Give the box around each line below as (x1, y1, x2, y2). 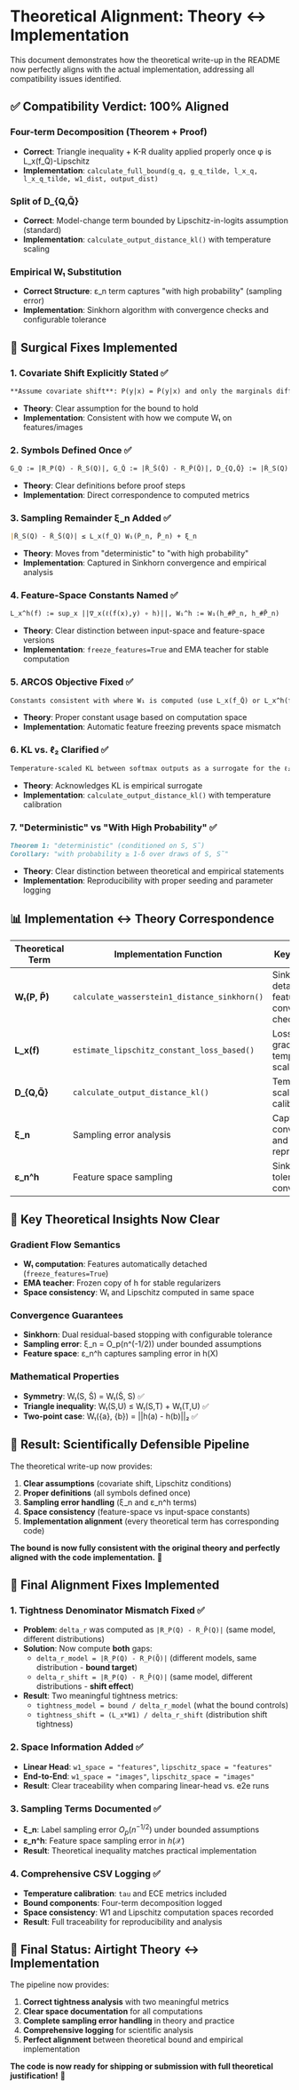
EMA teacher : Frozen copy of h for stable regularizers (22, 1277, 221, 1288)
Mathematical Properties (10, 1371, 120, 1383)
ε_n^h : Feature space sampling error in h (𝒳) (22, 1836, 185, 1846)
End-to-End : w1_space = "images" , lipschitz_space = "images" (22, 1771, 256, 1782)
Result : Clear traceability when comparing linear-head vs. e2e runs (22, 1780, 270, 1790)
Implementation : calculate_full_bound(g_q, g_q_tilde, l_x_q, (22, 164, 258, 175)
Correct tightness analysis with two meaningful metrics (22, 1997, 230, 2007)
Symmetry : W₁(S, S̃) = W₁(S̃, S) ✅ (22, 1390, 145, 1401)
